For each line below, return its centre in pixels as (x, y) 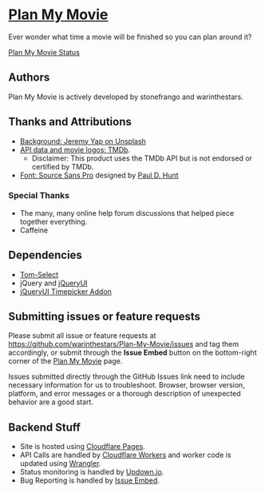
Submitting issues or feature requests (105, 317)
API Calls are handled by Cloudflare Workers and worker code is (125, 455)
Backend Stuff (45, 427)
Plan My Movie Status (44, 52)
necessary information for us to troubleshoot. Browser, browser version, (127, 385)
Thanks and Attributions (70, 122)
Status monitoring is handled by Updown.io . (92, 472)
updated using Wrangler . (60, 463)
